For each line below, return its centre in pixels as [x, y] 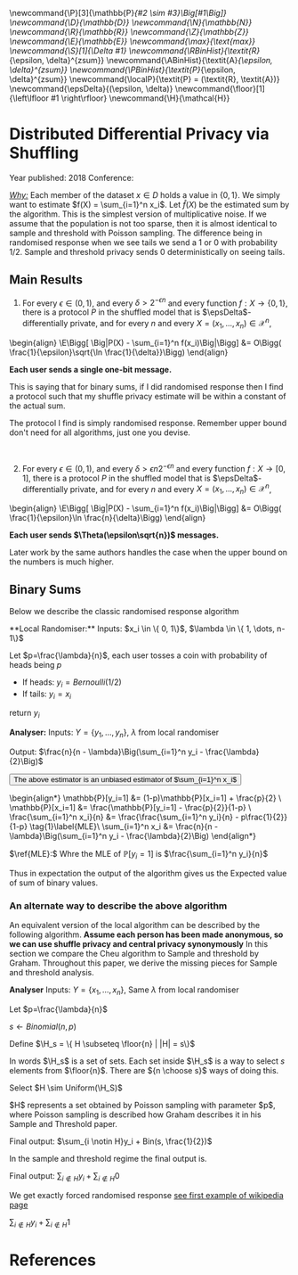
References [52, 1260]
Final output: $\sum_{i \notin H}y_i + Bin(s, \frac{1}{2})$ [111, 1141]
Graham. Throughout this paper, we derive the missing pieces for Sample [143, 963]
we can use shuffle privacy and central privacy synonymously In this [139, 944]
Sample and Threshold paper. [64, 1123]
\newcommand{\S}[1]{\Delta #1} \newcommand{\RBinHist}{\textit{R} [135, 51]
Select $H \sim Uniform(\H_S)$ [66, 1088]
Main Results [46, 280]
